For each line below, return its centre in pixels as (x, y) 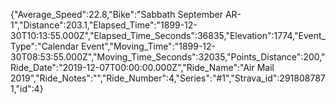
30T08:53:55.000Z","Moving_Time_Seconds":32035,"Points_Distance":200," (168, 57)
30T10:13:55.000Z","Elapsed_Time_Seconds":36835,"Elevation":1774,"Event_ (168, 35)
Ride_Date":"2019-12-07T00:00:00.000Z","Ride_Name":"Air (132, 67)
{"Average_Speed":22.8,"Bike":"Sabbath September (116, 14)
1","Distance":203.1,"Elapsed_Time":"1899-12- (104, 25)
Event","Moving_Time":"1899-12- (149, 46)
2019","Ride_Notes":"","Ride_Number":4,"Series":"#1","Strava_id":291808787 (168, 78)
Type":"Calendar (45, 46)
